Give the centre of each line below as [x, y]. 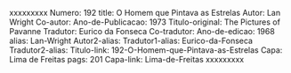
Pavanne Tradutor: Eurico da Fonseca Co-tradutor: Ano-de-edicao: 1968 [142, 31]
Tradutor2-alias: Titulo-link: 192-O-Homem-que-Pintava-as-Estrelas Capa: [146, 50]
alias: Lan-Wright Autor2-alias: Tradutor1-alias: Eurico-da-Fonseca [131, 40]
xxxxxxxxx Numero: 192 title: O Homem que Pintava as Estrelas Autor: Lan [145, 13]
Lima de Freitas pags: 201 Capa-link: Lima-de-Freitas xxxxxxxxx [127, 59]
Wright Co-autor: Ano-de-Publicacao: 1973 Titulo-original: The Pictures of [145, 22]
